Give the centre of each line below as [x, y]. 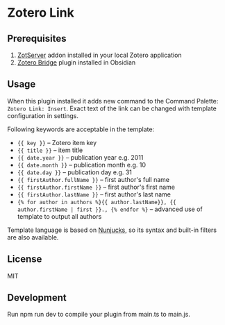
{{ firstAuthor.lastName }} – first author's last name [94, 194]
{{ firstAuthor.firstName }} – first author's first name [96, 187]
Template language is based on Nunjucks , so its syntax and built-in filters [112, 230]
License [25, 259]
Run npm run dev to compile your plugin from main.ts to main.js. [99, 315]
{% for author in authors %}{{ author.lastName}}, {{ [97, 202]
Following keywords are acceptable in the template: [81, 129]
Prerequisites [37, 39]
